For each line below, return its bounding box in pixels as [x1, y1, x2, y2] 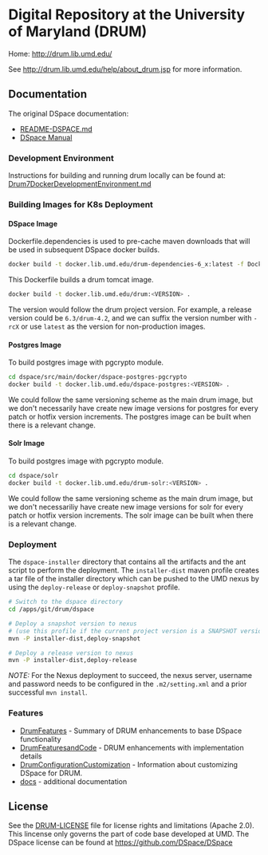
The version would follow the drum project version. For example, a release [8, 305, 253, 314]
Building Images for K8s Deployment [8, 199, 154, 210]
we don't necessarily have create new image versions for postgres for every [8, 403, 259, 412]
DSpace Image [8, 219, 58, 228]
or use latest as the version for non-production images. [21, 321, 206, 331]
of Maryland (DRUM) [8, 22, 148, 41]
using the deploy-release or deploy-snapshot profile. [8, 582, 181, 592]
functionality [19, 734, 61, 743]
